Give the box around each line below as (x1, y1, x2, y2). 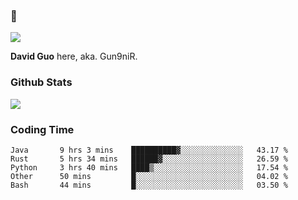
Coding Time (10, 122, 75, 136)
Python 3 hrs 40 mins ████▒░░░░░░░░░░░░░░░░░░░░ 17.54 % (10, 162, 288, 173)
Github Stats (10, 75, 73, 89)
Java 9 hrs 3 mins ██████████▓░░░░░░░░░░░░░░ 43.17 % (10, 145, 288, 155)
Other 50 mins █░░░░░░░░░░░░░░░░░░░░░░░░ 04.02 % (10, 171, 288, 181)
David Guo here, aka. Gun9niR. (10, 50, 138, 63)
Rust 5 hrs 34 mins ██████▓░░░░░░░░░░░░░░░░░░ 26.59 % (10, 154, 288, 164)
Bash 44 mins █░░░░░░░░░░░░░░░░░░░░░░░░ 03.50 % (10, 180, 288, 190)
